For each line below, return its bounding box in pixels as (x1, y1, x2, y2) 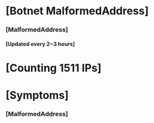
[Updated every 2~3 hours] (5, 40, 76, 47)
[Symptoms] (5, 88, 69, 102)
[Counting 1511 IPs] (5, 61, 102, 75)
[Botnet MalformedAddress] (5, 4, 149, 18)
